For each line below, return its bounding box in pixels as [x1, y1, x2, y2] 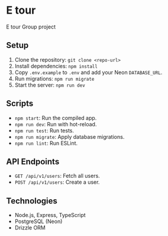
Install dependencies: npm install [14, 62, 98, 69]
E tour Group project [6, 23, 56, 30]
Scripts [6, 98, 34, 109]
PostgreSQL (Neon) [14, 218, 63, 225]
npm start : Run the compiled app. [14, 114, 97, 122]
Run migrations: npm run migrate [14, 75, 95, 82]
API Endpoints [6, 157, 60, 167]
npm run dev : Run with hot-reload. [14, 120, 97, 127]
